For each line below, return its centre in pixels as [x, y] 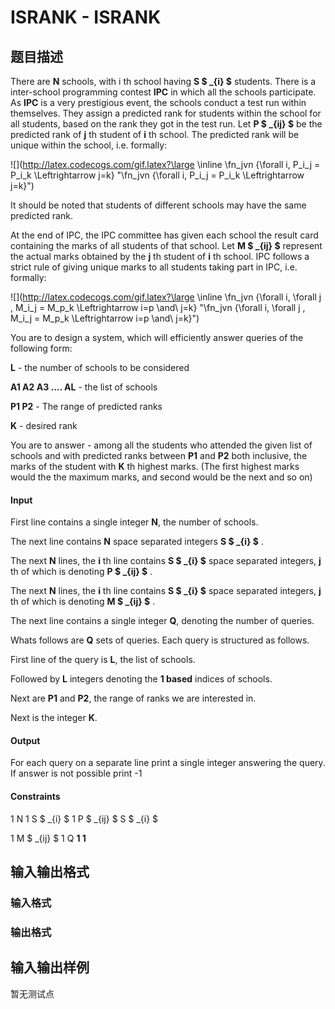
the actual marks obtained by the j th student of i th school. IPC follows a [160, 256]
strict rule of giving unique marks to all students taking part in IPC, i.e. [154, 267]
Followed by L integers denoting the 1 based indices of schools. [141, 679]
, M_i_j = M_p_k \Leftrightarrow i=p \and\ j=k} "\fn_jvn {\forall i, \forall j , [158, 307]
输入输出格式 [50, 872]
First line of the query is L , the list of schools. [103, 660]
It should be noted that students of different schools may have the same [158, 205]
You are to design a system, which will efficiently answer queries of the [157, 337]
